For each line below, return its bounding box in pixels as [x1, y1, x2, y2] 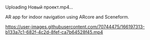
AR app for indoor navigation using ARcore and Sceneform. [5, 14, 130, 20]
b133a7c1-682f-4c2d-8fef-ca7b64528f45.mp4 [5, 29, 103, 35]
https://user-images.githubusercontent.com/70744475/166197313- [5, 24, 145, 30]
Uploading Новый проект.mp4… [5, 4, 73, 10]
